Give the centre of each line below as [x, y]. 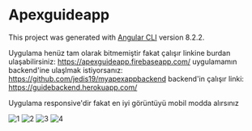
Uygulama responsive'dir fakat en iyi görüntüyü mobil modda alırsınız [124, 103]
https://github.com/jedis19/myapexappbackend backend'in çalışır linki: [126, 78]
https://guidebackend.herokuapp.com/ [73, 87]
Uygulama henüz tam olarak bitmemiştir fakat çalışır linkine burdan [120, 53]
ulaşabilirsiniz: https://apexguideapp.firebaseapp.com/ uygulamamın [123, 61]
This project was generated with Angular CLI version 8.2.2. [107, 37]
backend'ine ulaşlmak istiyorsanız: [66, 70]
